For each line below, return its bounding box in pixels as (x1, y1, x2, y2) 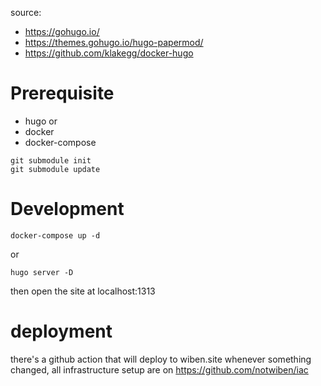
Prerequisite (10, 82, 115, 105)
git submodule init (10, 155, 92, 166)
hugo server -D (10, 267, 74, 277)
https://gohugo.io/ (24, 26, 100, 37)
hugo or (24, 115, 58, 127)
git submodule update (10, 164, 101, 174)
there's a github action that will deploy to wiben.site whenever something (10, 353, 312, 365)
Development (10, 198, 125, 221)
